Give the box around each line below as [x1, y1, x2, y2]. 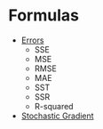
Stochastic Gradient [20, 110, 94, 121]
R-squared [34, 101, 74, 111]
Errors [20, 35, 44, 45]
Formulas [8, 5, 79, 26]
